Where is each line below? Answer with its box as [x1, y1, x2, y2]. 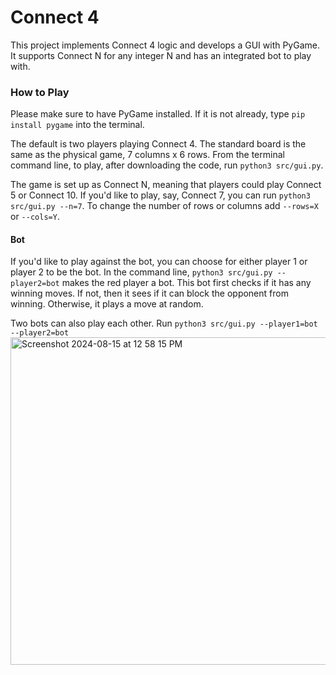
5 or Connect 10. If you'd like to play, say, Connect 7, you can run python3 [10, 189, 311, 201]
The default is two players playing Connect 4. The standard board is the [10, 138, 307, 150]
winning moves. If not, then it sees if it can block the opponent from [10, 287, 289, 300]
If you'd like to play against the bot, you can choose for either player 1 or [10, 256, 308, 268]
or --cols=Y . [10, 211, 60, 223]
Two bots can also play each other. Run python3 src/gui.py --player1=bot [10, 317, 318, 330]
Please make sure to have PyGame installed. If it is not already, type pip [10, 108, 306, 120]
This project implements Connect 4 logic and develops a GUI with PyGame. [10, 39, 320, 51]
